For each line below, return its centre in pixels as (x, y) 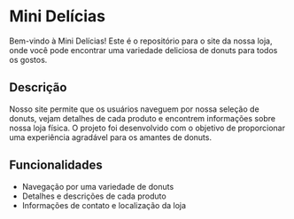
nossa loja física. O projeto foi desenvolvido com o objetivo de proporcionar (147, 128)
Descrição (38, 87)
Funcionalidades (56, 165)
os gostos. (28, 59)
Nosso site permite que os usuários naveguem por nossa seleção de (134, 109)
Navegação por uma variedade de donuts (98, 186)
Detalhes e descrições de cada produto (94, 196)
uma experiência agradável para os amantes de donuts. (111, 137)
